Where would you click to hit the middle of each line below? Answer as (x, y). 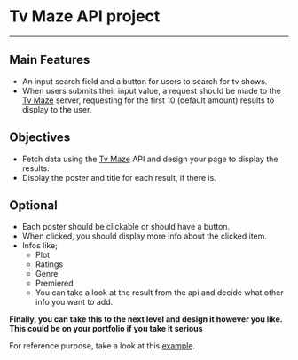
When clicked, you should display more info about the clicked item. (145, 236)
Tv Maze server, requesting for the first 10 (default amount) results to (148, 100)
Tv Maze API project (85, 16)
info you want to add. (74, 302)
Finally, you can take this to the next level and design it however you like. (146, 319)
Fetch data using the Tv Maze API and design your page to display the (150, 159)
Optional (33, 205)
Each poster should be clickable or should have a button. (126, 227)
